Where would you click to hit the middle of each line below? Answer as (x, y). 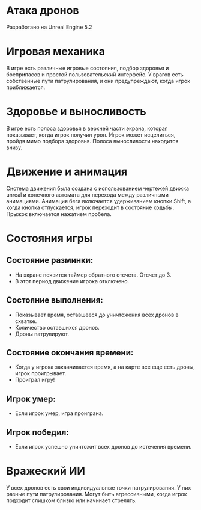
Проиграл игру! (35, 380)
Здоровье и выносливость (76, 112)
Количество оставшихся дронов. (57, 327)
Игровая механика (55, 51)
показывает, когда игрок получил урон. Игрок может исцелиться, (91, 134)
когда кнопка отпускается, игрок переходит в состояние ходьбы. (90, 207)
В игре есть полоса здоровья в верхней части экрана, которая (87, 128)
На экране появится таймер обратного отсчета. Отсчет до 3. (93, 275)
